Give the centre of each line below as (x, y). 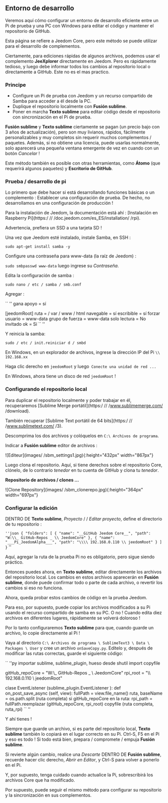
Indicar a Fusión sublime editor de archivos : (51, 445)
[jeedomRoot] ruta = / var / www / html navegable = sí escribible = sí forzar (83, 314)
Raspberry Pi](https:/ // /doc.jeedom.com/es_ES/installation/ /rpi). (73, 218)
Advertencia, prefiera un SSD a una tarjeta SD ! (53, 228)
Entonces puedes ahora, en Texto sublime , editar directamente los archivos (83, 572)
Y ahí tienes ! (18, 719)
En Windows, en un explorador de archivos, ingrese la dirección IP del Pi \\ (82, 352)
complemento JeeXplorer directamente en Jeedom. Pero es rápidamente (81, 61)
